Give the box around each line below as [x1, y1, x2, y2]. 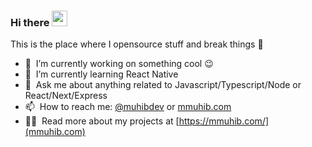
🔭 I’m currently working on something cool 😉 [24, 58, 214, 70]
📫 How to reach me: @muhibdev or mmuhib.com [24, 101, 232, 113]
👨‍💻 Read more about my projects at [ [24, 115, 180, 127]
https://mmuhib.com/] [178, 115, 270, 127]
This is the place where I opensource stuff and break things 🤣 [10, 38, 264, 50]
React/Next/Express [24, 90, 108, 102]
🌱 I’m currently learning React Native [24, 68, 179, 80]
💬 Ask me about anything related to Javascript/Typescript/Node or [24, 79, 302, 91]
